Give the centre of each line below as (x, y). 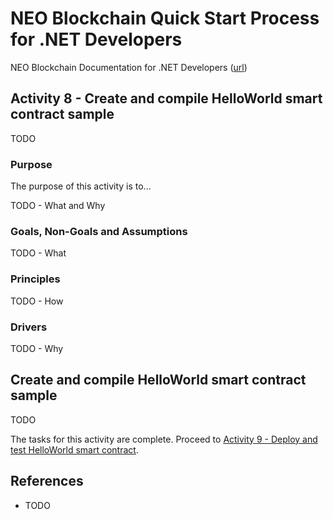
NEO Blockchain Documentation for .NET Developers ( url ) (129, 67)
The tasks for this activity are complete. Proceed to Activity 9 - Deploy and (164, 439)
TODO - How (37, 301)
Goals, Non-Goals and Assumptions (99, 231)
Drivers (29, 327)
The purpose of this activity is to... (81, 186)
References (47, 481)
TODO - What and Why (58, 206)
